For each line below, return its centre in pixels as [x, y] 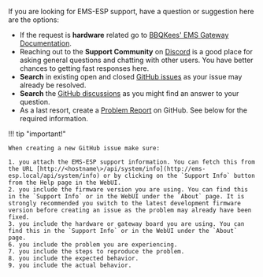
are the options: [33, 20]
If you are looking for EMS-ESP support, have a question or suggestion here [131, 11]
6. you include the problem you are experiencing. [93, 245]
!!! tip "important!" [37, 134]
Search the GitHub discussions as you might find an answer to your [129, 93]
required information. [54, 118]
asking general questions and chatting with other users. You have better [136, 60]
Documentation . [46, 43]
